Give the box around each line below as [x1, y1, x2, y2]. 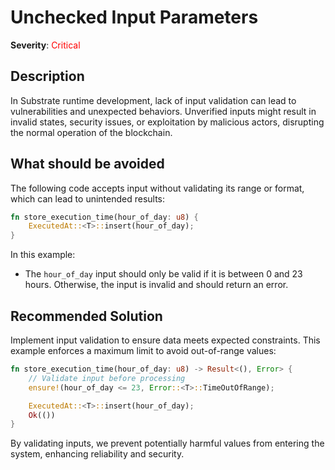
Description [10, 68, 85, 85]
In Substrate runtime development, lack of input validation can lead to [10, 94, 297, 106]
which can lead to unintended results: [10, 192, 166, 205]
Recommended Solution [10, 307, 163, 325]
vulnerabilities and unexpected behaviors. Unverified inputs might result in [10, 105, 317, 117]
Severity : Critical [10, 39, 81, 51]
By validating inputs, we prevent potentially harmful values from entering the [10, 437, 325, 450]
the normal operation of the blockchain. [10, 126, 173, 138]
